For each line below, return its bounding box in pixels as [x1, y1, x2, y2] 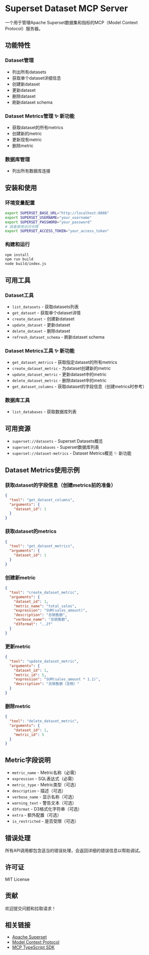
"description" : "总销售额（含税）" [14, 681, 80, 687]
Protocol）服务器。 [5, 25, 43, 32]
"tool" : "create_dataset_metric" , [9, 590, 79, 595]
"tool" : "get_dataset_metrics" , [9, 544, 75, 549]
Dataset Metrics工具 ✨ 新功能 [5, 347, 75, 354]
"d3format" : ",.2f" [14, 622, 53, 626]
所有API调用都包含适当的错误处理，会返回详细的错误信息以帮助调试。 [5, 847, 144, 853]
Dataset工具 [5, 292, 34, 298]
